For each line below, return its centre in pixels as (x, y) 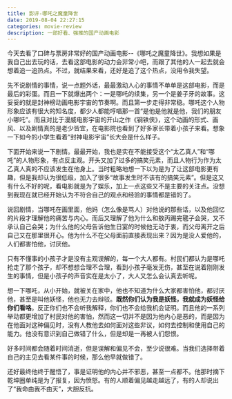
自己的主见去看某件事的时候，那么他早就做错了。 (77, 357)
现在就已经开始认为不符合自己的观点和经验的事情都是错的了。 (107, 195)
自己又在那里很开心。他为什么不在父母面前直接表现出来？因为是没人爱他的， (116, 235)
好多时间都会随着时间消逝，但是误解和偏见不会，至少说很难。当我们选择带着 (116, 349)
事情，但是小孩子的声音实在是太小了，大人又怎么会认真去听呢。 (110, 276)
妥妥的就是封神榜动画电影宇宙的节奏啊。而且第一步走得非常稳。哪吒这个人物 (116, 103)
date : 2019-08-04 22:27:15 (46, 20)
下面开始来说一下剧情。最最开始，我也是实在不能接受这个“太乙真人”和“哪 (111, 152)
